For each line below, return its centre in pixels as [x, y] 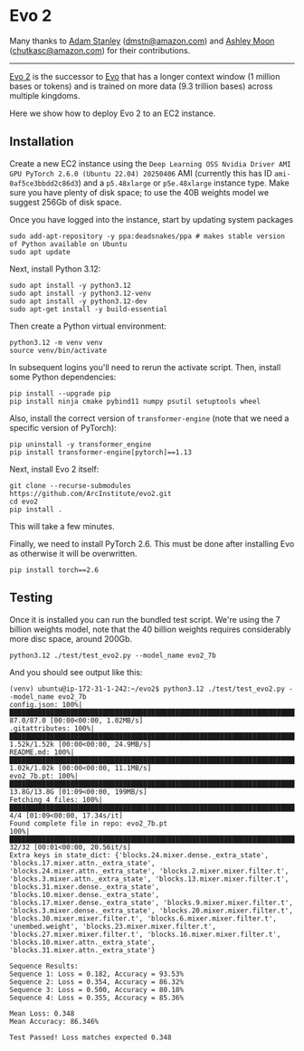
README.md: [30, 752]
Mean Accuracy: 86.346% [54, 1021]
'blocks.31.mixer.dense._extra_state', [85, 887]
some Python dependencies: [63, 377]
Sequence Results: [44, 966]
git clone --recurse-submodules [70, 485]
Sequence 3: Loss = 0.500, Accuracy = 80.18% [96, 989]
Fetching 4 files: [44, 799]
